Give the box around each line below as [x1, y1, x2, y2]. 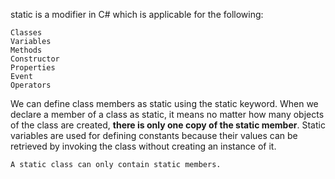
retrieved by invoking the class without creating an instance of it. [10, 140, 277, 152]
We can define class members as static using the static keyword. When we [10, 98, 319, 109]
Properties [10, 63, 56, 73]
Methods [10, 45, 43, 55]
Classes [10, 28, 43, 38]
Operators [10, 80, 52, 90]
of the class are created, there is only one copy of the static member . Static [10, 119, 326, 131]
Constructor [10, 54, 60, 64]
